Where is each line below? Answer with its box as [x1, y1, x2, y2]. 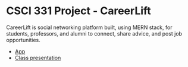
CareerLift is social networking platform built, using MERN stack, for [6, 24, 173, 31]
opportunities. [6, 36, 40, 43]
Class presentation [14, 54, 61, 61]
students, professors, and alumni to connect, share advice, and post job [6, 30, 183, 37]
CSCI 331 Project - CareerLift [6, 4, 152, 18]
